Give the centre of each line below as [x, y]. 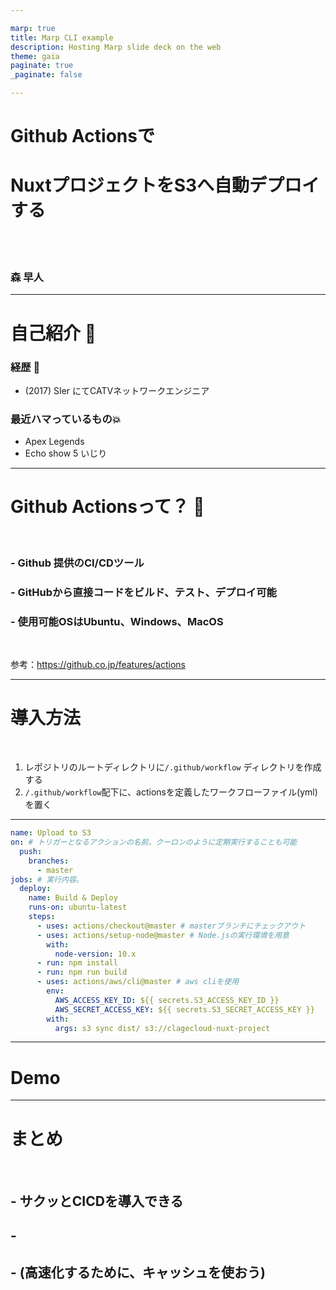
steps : [42, 917]
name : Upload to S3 [51, 833]
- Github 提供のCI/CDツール [77, 563]
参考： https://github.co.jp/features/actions [98, 665]
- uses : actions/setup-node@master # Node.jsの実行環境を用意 [163, 935]
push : [31, 851]
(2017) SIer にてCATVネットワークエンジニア [117, 390]
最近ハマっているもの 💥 [66, 419]
